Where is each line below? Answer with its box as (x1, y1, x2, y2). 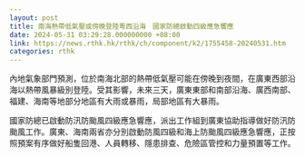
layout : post (9, 13, 59, 23)
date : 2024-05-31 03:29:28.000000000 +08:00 (9, 30, 181, 39)
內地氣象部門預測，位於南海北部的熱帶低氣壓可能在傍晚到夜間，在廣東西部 (9, 74, 288, 84)
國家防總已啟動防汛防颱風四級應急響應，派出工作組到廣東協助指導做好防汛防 (9, 115, 296, 126)
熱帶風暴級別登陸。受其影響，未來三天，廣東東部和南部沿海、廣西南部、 (25, 84, 296, 95)
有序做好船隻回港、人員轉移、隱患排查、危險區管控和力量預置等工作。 (33, 138, 296, 149)
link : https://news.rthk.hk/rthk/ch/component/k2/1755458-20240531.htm (9, 38, 286, 48)
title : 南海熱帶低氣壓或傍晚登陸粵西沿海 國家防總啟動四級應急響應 (9, 22, 234, 31)
